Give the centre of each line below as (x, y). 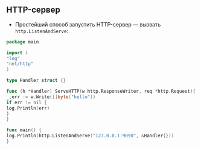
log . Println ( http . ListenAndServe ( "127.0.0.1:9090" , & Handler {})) (90, 136)
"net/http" (20, 64)
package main (23, 42)
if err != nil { (27, 102)
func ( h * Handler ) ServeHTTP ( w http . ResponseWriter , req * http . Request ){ (101, 92)
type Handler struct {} (36, 81)
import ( (17, 53)
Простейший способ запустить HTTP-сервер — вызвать (88, 24)
